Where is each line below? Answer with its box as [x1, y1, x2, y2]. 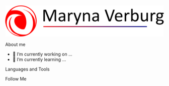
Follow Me [5, 76, 27, 82]
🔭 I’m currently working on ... [12, 51, 72, 57]
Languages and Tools [5, 66, 50, 72]
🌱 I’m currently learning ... [12, 56, 66, 62]
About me [5, 41, 26, 47]
